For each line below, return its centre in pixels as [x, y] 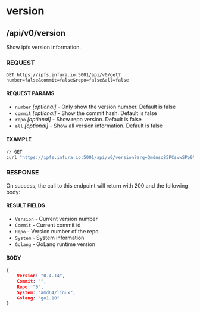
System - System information [49, 238]
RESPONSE [23, 173]
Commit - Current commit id [48, 225]
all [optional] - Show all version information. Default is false [89, 126]
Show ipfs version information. [44, 47]
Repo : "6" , [30, 287]
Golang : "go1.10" [38, 298]
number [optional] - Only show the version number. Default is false [95, 107]
